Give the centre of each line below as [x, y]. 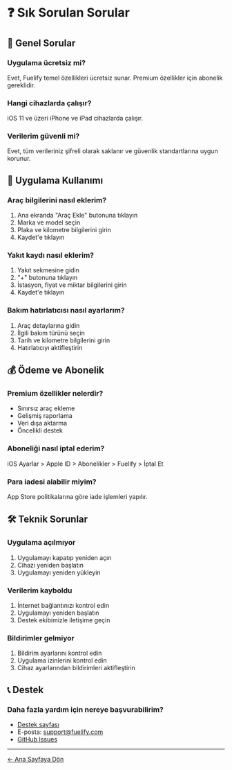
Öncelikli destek [40, 430]
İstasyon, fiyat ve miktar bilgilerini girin [72, 285]
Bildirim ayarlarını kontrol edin [59, 653]
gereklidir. [21, 85]
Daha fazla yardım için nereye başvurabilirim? [86, 709]
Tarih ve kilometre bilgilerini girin [64, 340]
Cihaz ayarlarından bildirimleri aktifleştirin [76, 668]
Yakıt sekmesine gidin [48, 270]
